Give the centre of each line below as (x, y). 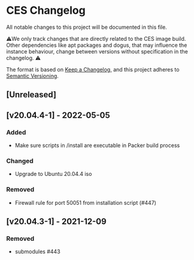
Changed (20, 161)
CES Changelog (46, 11)
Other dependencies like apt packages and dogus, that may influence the (97, 45)
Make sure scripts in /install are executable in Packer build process (97, 145)
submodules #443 (38, 252)
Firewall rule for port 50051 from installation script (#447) (86, 202)
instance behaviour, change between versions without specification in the (97, 51)
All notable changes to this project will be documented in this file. (87, 27)
